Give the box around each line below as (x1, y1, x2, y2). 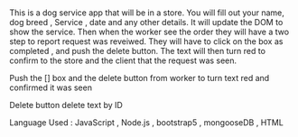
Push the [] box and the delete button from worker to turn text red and (9, 73, 270, 84)
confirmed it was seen (9, 82, 93, 93)
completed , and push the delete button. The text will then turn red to (9, 46, 266, 57)
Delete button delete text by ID (9, 100, 124, 111)
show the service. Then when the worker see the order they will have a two (9, 26, 290, 38)
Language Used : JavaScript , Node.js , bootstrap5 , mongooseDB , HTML (9, 117, 284, 128)
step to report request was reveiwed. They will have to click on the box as (9, 36, 284, 47)
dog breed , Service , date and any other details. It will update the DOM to (9, 17, 284, 28)
